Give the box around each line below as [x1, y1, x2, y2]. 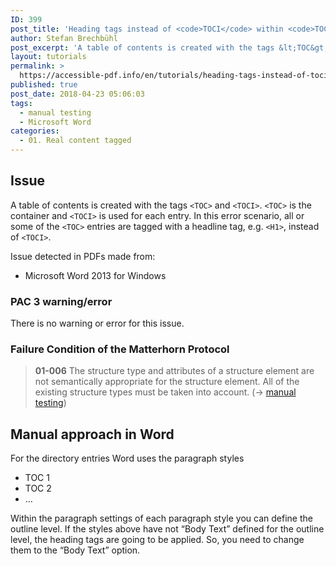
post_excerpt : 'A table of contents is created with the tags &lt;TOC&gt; [10, 42, 329, 53]
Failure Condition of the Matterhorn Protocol [10, 342, 230, 356]
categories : [10, 126, 60, 136]
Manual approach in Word [10, 426, 175, 443]
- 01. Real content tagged [19, 136, 132, 146]
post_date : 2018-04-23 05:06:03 [10, 89, 145, 99]
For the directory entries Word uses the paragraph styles [10, 452, 245, 465]
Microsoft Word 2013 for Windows [24, 269, 167, 281]
